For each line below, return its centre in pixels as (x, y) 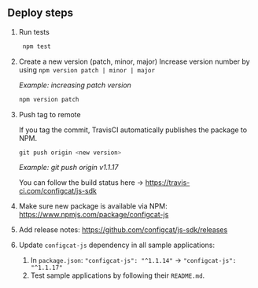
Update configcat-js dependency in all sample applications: (117, 245)
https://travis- (168, 183)
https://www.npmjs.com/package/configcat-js (94, 215)
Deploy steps (41, 13)
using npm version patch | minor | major (87, 69)
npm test (37, 46)
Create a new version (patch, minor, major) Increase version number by (134, 61)
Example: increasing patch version (75, 85)
